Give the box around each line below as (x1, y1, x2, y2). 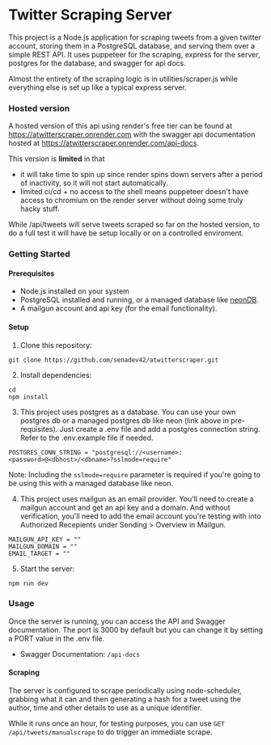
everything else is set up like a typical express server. (8, 83, 188, 92)
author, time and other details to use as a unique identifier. (8, 703, 202, 713)
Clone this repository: (19, 340, 92, 349)
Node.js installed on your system (19, 286, 129, 296)
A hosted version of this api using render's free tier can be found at (8, 121, 233, 131)
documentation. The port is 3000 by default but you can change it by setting (8, 624, 264, 634)
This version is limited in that (8, 154, 105, 163)
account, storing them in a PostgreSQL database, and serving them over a (8, 40, 256, 50)
